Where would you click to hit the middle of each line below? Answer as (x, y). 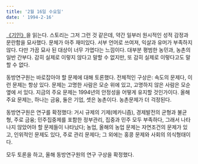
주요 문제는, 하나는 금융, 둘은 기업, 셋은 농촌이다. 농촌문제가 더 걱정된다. (89, 99)
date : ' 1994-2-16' (30, 17)
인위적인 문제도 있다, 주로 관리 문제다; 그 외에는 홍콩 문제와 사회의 (90, 134)
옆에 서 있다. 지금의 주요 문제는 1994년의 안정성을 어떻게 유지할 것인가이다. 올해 (98, 92)
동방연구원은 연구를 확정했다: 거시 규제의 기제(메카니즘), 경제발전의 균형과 (91, 112)
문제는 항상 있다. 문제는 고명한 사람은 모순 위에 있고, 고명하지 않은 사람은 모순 (101, 84)
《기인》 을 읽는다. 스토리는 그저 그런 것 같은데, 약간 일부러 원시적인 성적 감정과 (97, 35)
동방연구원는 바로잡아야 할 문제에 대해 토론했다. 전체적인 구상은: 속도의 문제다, (96, 77)
